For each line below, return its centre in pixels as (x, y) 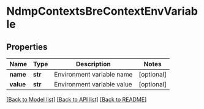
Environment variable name (93, 74)
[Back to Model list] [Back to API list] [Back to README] (77, 100)
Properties (27, 47)
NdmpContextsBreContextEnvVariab (102, 11)
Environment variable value (93, 84)
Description (93, 64)
